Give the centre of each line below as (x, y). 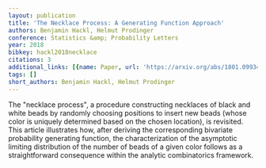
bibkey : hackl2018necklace (53, 52)
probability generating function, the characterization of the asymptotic (123, 138)
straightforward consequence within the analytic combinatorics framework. (131, 155)
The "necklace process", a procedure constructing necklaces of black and (129, 105)
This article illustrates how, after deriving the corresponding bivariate (121, 130)
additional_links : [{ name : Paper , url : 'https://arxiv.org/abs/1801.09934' (136, 67)
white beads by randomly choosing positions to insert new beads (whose (127, 113)
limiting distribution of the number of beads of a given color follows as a (125, 147)
